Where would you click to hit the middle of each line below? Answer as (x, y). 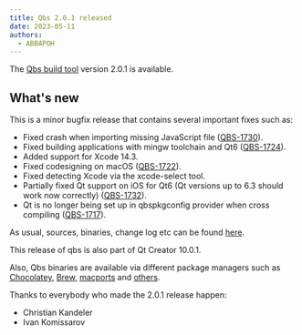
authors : (26, 35)
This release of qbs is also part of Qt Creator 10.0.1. (105, 250)
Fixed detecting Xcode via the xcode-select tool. (114, 176)
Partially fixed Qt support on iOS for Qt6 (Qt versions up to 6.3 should (153, 186)
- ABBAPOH (36, 43)
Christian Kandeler (57, 313)
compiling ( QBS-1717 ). (64, 215)
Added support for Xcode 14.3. (80, 157)
